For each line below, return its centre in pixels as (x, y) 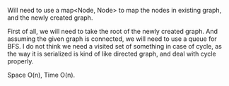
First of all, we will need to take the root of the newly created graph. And (112, 31)
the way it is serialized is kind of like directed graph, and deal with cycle (112, 54)
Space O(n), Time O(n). (41, 75)
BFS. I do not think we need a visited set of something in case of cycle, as (115, 46)
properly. (20, 61)
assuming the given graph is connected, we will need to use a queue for (112, 39)
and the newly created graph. (50, 18)
